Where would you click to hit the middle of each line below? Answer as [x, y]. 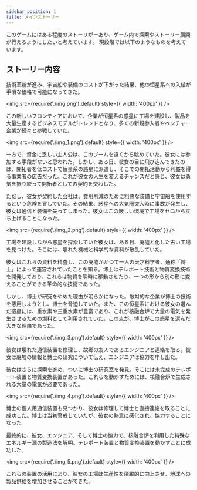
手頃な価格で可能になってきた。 [45, 92]
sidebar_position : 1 [31, 11]
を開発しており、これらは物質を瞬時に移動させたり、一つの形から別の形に [96, 277]
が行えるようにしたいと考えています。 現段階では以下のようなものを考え [94, 42]
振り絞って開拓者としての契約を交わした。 [67, 184]
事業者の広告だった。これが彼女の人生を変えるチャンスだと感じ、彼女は [98, 176]
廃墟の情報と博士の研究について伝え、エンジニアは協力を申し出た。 [98, 357]
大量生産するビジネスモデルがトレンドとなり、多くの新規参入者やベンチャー [98, 123]
